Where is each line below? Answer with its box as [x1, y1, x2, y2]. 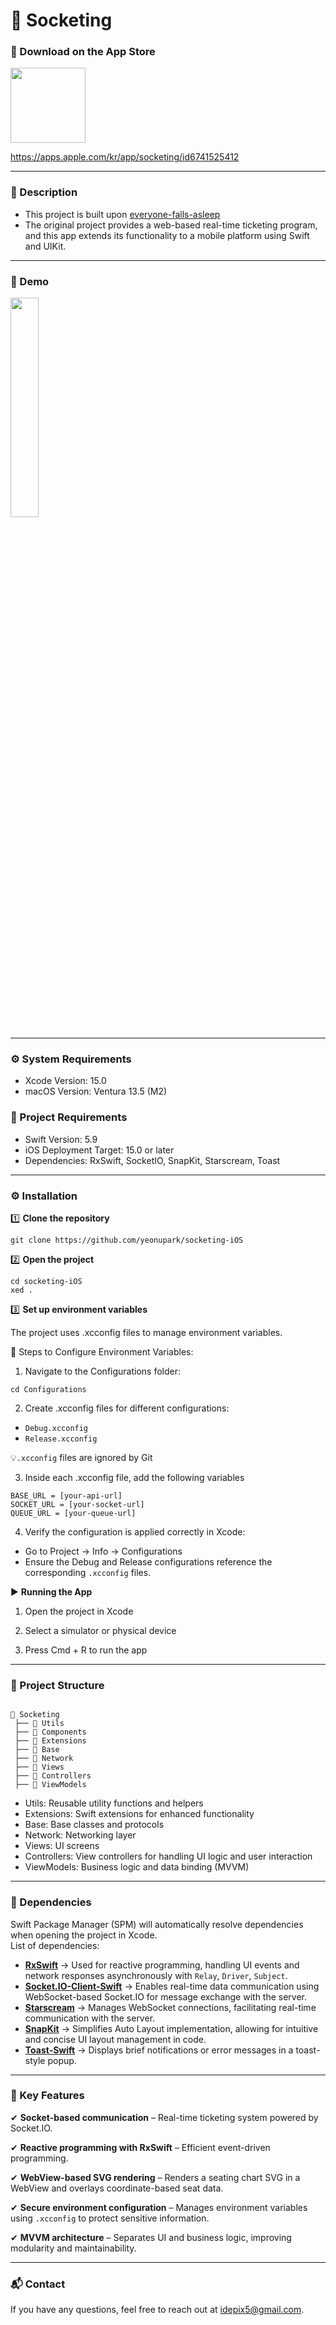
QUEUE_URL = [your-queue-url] [10, 1508, 137, 1518]
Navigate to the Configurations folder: [24, 1365, 182, 1377]
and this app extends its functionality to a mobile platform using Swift [24, 229, 310, 241]
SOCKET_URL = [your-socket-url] [10, 1499, 145, 1509]
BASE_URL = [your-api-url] [10, 1490, 123, 1501]
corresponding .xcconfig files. [24, 1566, 152, 1578]
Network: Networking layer [24, 1829, 137, 1841]
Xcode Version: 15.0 [24, 1075, 107, 1087]
